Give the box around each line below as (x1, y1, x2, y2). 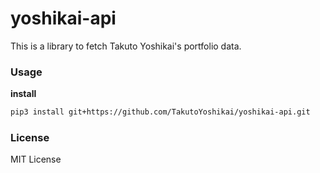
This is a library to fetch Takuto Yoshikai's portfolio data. (10, 40, 242, 52)
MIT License (10, 153, 62, 166)
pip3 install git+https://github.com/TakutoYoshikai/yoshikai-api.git (10, 107, 311, 117)
